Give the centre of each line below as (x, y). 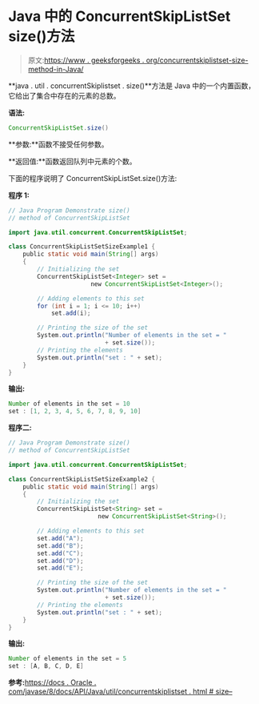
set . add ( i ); (71, 313)
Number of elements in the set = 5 (68, 659)
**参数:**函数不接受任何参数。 (59, 144)
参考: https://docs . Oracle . (52, 682)
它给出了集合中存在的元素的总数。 (64, 95)
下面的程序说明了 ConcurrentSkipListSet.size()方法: (93, 178)
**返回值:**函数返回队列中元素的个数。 (73, 161)
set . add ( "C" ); (60, 553)
